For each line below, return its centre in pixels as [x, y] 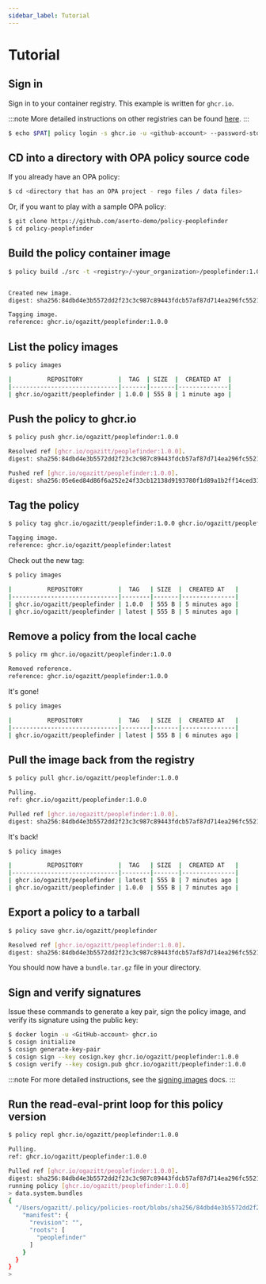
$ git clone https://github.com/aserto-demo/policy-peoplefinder [118, 222]
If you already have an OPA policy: [64, 177]
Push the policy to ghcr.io [72, 419]
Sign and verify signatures [75, 992]
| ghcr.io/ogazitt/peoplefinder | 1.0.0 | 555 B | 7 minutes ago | [123, 888]
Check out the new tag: [46, 561]
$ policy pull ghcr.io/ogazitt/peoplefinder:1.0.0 [93, 778]
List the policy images [63, 347]
